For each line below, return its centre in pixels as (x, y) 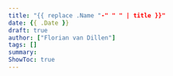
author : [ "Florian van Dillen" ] (62, 38)
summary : (23, 52)
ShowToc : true (32, 60)
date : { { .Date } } (39, 23)
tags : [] (23, 45)
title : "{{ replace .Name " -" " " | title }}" (87, 15)
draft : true (28, 30)
